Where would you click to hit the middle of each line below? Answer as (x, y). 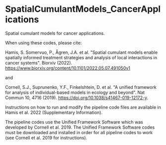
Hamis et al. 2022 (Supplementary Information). (54, 112)
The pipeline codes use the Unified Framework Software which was (74, 122)
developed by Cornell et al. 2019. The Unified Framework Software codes (80, 127)
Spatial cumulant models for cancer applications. (55, 33)
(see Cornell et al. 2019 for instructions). (46, 138)
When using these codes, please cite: (43, 42)
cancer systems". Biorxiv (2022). (39, 63)
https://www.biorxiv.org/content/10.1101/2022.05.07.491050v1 (68, 68)
